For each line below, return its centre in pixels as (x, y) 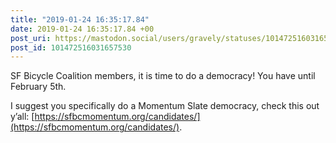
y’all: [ (22, 117)
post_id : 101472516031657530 (71, 47)
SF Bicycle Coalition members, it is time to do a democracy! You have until (163, 76)
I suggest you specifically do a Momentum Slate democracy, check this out (165, 106)
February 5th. (38, 87)
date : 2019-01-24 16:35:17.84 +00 (82, 29)
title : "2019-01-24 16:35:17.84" (80, 19)
